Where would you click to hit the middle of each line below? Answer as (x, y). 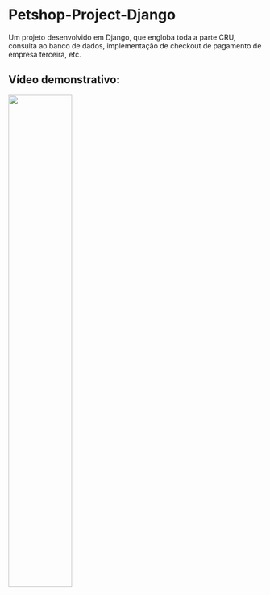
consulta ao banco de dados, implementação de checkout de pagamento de (135, 45)
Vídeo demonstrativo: (64, 80)
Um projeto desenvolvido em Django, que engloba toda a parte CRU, (122, 37)
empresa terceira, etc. (45, 54)
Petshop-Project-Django (92, 15)
